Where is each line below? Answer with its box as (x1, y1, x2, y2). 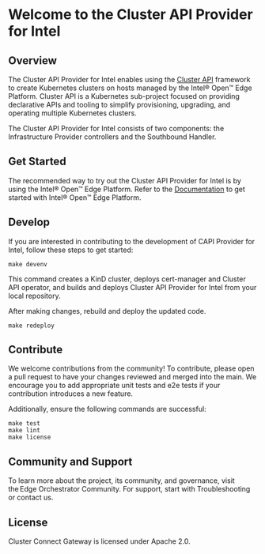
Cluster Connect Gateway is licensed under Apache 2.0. (8, 537, 191, 546)
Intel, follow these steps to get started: (8, 245, 134, 254)
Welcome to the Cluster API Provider (8, 6, 253, 24)
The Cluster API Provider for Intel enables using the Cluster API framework (8, 75, 251, 84)
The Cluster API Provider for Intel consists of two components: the (8, 124, 225, 133)
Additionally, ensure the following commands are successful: (8, 405, 207, 414)
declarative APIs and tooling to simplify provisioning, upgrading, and (8, 100, 231, 109)
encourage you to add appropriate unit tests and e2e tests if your (8, 381, 221, 390)
